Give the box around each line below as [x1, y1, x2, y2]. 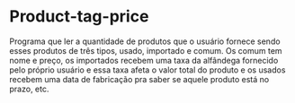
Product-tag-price [9, 6, 149, 27]
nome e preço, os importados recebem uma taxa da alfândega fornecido [9, 55, 279, 65]
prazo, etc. [9, 83, 49, 94]
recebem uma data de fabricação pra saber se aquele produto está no [9, 73, 270, 84]
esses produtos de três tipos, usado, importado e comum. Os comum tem [9, 45, 282, 56]
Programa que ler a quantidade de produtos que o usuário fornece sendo [9, 36, 281, 47]
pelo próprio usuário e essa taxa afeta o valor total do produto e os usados [9, 64, 286, 75]
